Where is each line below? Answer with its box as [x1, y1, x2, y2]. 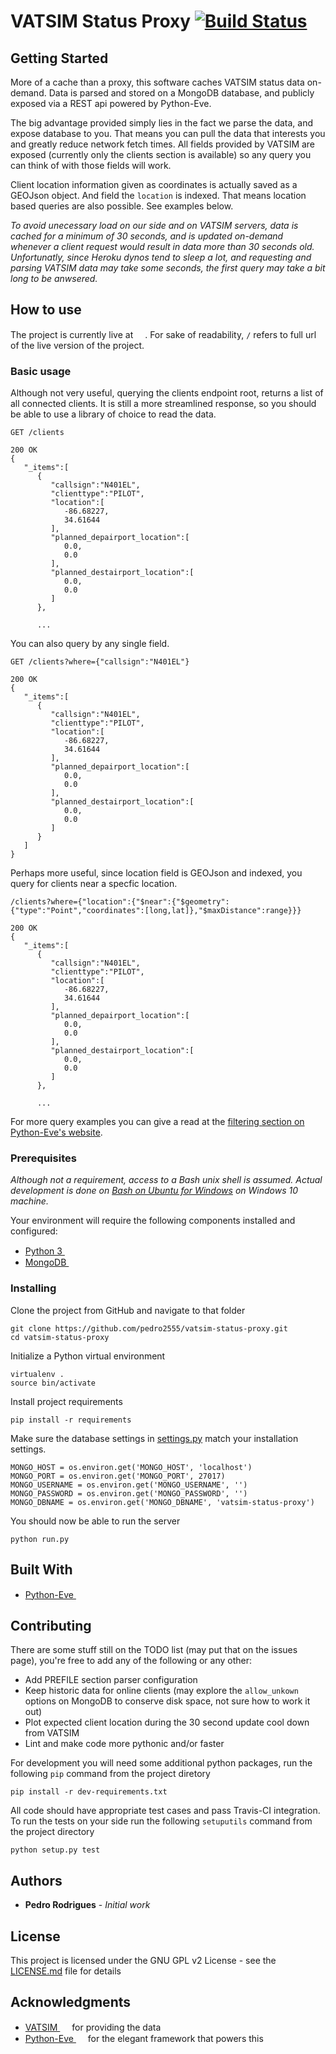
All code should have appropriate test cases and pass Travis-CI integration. [10, 1805, 321, 1817]
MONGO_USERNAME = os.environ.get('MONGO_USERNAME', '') [10, 1480, 248, 1490]
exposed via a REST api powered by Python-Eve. [10, 98, 212, 109]
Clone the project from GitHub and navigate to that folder [10, 1304, 246, 1316]
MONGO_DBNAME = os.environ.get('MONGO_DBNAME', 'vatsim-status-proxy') [10, 1497, 315, 1507]
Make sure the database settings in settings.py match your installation [10, 1432, 299, 1444]
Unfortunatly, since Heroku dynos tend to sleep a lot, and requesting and [10, 251, 312, 263]
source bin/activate [10, 1378, 97, 1388]
